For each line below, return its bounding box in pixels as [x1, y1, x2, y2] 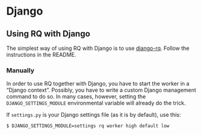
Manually [6, 66, 35, 74]
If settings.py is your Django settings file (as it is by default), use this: [6, 111, 181, 119]
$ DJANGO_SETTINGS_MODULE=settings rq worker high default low [6, 123, 170, 129]
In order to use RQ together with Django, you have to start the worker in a [6, 80, 190, 88]
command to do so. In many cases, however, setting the [6, 93, 146, 100]
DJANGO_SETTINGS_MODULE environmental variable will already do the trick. [6, 99, 186, 107]
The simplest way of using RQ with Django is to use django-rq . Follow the [6, 44, 190, 52]
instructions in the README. [6, 51, 76, 58]
